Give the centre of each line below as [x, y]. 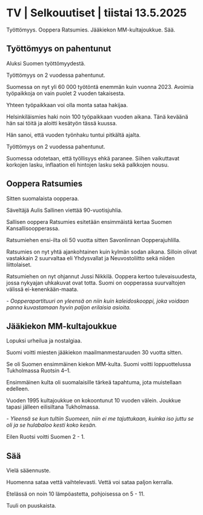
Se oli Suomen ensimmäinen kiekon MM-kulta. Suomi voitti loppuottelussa [99, 364]
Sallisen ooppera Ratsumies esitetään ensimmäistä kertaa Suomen [89, 221]
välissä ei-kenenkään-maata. [42, 289]
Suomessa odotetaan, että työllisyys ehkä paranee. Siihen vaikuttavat [93, 158]
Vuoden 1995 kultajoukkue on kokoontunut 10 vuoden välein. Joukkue [94, 401]
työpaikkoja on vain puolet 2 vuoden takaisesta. [66, 93]
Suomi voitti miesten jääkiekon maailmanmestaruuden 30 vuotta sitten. [95, 353]
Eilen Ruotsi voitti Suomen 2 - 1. [46, 437]
